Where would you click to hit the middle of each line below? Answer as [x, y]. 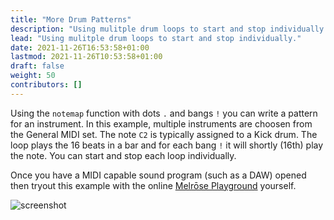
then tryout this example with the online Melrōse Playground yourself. [153, 185]
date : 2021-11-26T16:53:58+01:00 [80, 47]
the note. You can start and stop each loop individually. [123, 155]
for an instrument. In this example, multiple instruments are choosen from [161, 123]
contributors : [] [46, 85]
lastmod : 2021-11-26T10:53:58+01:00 [86, 57]
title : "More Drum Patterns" [71, 19]
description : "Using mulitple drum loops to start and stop [138, 29]
